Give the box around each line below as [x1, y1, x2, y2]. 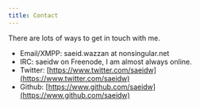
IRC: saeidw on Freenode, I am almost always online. [19, 57, 192, 66]
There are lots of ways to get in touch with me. [8, 33, 161, 43]
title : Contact [8, 11, 59, 20]
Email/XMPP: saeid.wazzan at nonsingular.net [19, 48, 170, 58]
